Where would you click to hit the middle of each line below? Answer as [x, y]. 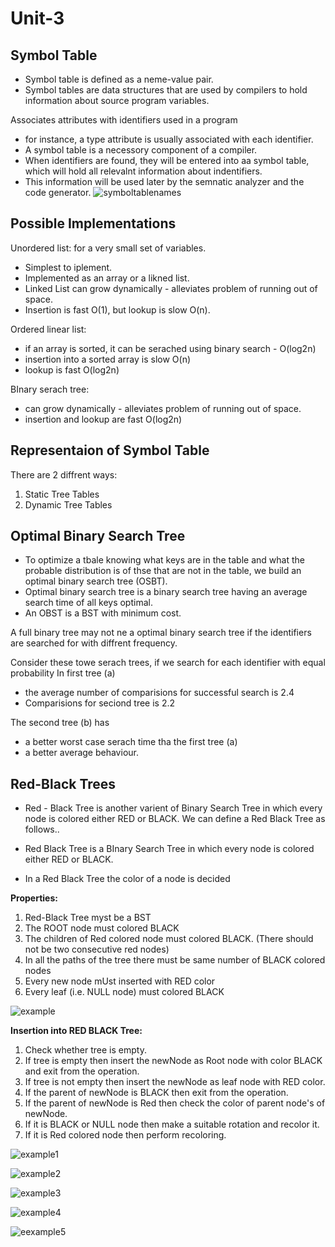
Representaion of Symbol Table [110, 450]
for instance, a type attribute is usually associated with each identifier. [169, 139]
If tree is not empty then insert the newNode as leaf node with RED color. [175, 1082]
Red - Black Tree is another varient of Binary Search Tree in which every [173, 808]
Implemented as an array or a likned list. [107, 278]
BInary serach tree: [50, 389]
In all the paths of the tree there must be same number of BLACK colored [175, 960]
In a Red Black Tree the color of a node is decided [127, 879]
